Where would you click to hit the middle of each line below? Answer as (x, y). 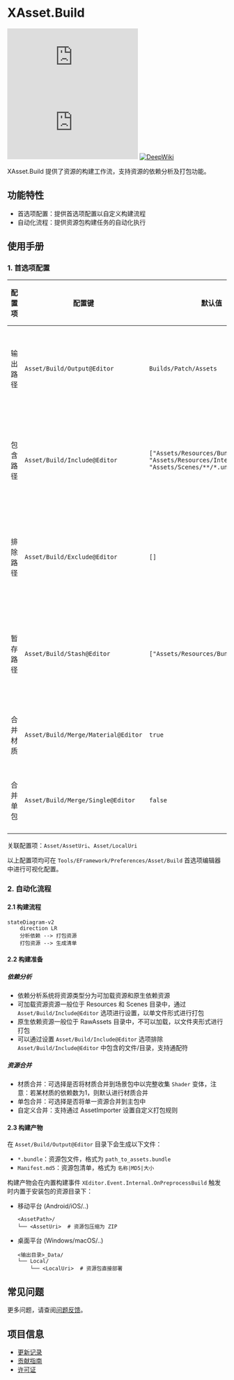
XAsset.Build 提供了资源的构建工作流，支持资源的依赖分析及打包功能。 (109, 171)
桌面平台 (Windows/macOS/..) (60, 1240)
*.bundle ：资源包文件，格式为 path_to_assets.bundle (94, 1159)
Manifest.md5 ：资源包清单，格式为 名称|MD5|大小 (86, 1168)
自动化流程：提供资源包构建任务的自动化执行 (81, 222)
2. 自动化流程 (29, 889)
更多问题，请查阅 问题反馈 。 (47, 1310)
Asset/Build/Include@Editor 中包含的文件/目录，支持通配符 (102, 1048)
